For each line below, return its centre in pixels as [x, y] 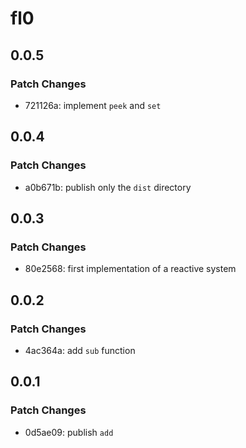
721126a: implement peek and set [93, 105]
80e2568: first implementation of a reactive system [130, 269]
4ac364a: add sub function [80, 350]
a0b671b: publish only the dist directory [108, 187]
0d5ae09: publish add [69, 432]
